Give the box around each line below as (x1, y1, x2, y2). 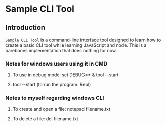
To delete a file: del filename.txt (12, 115, 78, 122)
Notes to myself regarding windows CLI (5, 94, 104, 102)
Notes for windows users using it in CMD (5, 60, 108, 67)
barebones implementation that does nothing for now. (5, 48, 117, 53)
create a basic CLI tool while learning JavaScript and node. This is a (5, 42, 147, 48)
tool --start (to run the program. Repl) (12, 82, 91, 88)
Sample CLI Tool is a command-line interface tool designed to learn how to (5, 37, 161, 43)
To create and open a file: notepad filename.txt (12, 106, 110, 112)
